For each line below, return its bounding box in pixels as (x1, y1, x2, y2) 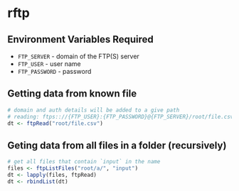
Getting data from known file (7, 87, 137, 100)
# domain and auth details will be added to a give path (7, 107, 180, 114)
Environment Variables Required (7, 33, 154, 45)
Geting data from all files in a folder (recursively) (7, 139, 227, 151)
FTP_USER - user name (17, 60, 81, 68)
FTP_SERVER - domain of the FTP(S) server (17, 52, 140, 60)
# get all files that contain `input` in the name (7, 158, 161, 165)
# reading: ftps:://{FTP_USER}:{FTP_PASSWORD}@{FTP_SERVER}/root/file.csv (7, 113, 234, 120)
